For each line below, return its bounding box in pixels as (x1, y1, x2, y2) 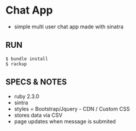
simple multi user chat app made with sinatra (14, 23, 124, 30)
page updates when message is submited (14, 117, 116, 125)
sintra (14, 99, 28, 106)
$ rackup (5, 61, 27, 67)
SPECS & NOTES (5, 77, 67, 87)
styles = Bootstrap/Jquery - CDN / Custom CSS (14, 105, 130, 112)
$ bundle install (5, 55, 48, 62)
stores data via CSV (14, 112, 63, 119)
